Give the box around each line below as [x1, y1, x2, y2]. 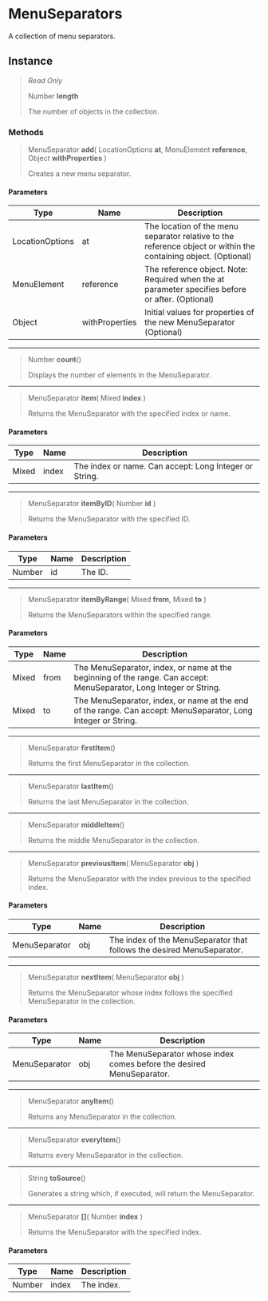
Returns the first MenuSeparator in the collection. [27, 758, 191, 768]
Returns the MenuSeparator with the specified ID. [27, 514, 191, 524]
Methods [8, 126, 44, 138]
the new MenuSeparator [144, 317, 235, 328]
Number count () [27, 355, 82, 365]
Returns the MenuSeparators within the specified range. [27, 609, 213, 620]
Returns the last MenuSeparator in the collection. [27, 796, 189, 806]
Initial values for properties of [144, 307, 255, 318]
